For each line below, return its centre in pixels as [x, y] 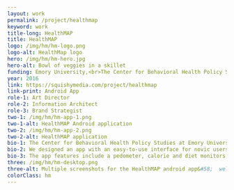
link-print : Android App [43, 91]
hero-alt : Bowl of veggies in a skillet [67, 65]
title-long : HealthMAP [40, 33]
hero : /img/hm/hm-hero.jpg [46, 59]
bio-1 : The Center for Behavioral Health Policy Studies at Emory [106, 143]
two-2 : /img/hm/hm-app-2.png [49, 130]
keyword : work [28, 26]
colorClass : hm [29, 175]
